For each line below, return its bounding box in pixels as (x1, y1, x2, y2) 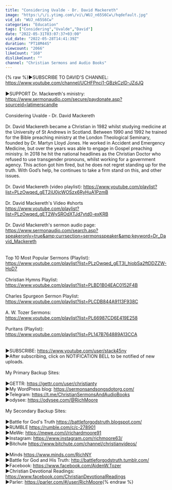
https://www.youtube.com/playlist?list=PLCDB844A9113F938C (5, 299, 139, 305)
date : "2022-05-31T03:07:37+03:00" (5, 31, 82, 37)
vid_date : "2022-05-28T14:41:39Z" (5, 37, 80, 42)
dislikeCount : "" (5, 55, 43, 61)
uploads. (5, 359, 24, 365)
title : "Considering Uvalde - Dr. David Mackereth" (5, 7, 118, 13)
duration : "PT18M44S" (5, 41, 52, 46)
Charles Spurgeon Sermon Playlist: (5, 293, 80, 299)
